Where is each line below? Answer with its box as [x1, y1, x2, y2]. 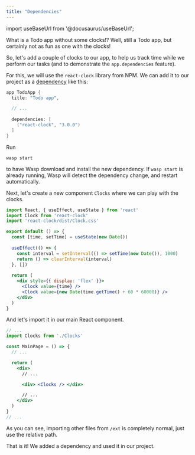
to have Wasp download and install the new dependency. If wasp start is [6, 165, 183, 172]
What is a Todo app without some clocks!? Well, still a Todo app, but [6, 36, 172, 43]
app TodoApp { [6, 89, 41, 95]
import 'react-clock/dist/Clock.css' [6, 218, 99, 224]
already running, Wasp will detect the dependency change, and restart [6, 172, 178, 179]
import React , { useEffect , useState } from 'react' [6, 207, 139, 213]
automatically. [6, 178, 40, 185]
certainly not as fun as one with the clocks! [6, 42, 111, 50]
